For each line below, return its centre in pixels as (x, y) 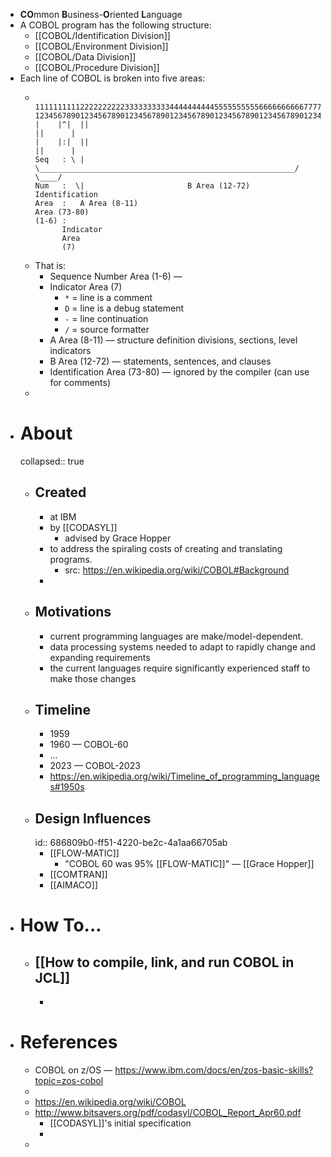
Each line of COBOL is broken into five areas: (112, 78)
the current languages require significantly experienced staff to (180, 668)
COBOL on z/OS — (73, 1070)
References (68, 1042)
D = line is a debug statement (124, 308)
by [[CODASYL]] (83, 527)
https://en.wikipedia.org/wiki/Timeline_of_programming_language (184, 776)
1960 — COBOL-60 (89, 745)
